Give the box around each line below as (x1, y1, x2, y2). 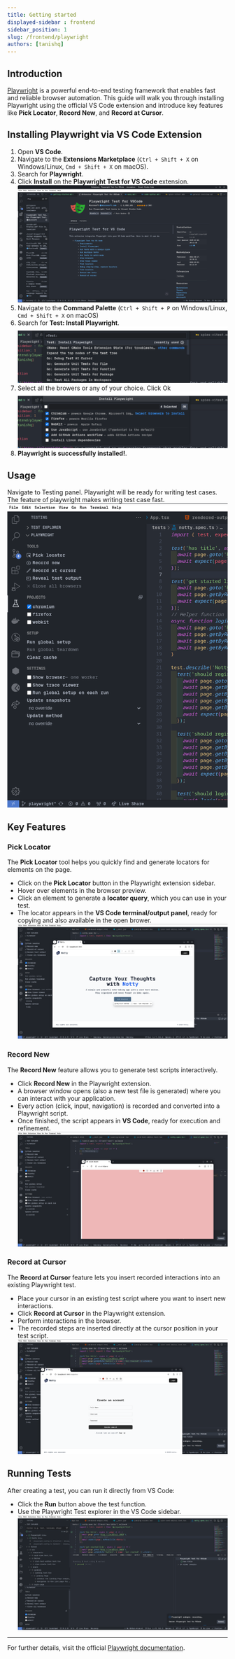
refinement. (17, 1124, 51, 1132)
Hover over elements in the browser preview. (17, 887, 147, 895)
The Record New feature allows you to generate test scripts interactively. (7, 1065, 218, 1074)
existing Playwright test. (7, 1280, 77, 1289)
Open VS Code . (17, 147, 63, 155)
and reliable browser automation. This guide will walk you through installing (7, 93, 225, 102)
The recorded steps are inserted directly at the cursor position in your (17, 1324, 219, 1332)
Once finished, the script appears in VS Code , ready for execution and (17, 1116, 221, 1125)
